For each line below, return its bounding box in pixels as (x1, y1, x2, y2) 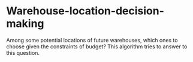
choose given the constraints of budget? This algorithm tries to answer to (6, 43, 188, 50)
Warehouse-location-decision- (6, 4, 165, 18)
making (6, 17, 44, 30)
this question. (6, 49, 40, 56)
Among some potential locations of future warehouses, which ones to (6, 36, 178, 44)
